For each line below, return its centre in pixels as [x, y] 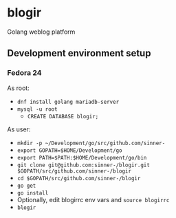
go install [33, 193]
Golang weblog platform [41, 32]
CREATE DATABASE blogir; [63, 116]
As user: [19, 129]
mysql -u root [37, 109]
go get [26, 186]
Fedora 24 [25, 73]
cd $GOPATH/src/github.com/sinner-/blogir [79, 178]
